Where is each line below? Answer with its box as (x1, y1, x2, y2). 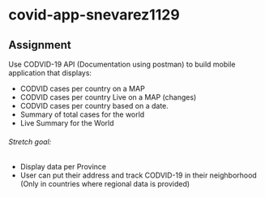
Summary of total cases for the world (19, 109, 145, 119)
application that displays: (8, 68, 92, 78)
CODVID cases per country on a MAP (19, 84, 146, 93)
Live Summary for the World (19, 118, 115, 127)
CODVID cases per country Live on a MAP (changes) (19, 92, 197, 102)
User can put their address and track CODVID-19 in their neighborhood (19, 170, 257, 180)
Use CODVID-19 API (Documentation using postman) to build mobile (8, 59, 237, 69)
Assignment (8, 38, 71, 52)
